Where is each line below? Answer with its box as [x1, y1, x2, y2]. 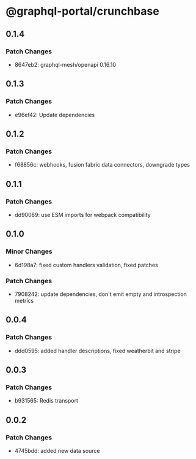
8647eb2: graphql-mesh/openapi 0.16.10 [14, 61, 117, 68]
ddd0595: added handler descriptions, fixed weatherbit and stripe [14, 347, 181, 354]
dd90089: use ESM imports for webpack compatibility [14, 211, 151, 218]
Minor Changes [5, 247, 53, 256]
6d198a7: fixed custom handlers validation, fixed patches [14, 261, 158, 268]
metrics [14, 297, 34, 304]
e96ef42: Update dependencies [14, 111, 95, 118]
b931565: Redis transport [14, 397, 79, 404]
